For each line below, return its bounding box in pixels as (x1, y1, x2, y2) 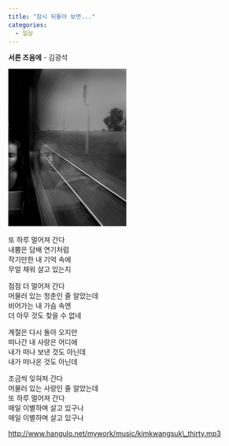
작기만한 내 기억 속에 (8, 255, 72, 264)
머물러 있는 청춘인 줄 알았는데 (8, 291, 99, 300)
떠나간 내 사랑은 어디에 (8, 337, 78, 347)
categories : (8, 20, 47, 29)
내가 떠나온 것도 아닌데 (8, 357, 78, 367)
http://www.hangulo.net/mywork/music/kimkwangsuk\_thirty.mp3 (8, 429, 222, 438)
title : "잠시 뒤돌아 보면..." (8, 13, 96, 20)
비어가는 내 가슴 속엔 (8, 301, 72, 311)
